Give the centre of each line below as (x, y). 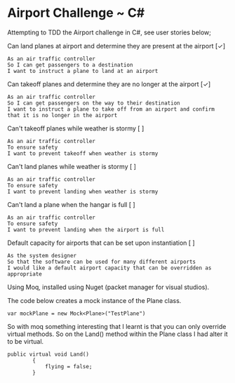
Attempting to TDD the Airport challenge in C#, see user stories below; (109, 32)
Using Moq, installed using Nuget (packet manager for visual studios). (108, 287)
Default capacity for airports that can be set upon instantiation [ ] (101, 243)
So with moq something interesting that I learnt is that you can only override (117, 326)
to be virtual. (26, 341)
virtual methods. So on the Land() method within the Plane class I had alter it (117, 334)
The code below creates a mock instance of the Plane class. (94, 300)
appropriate (25, 274)
